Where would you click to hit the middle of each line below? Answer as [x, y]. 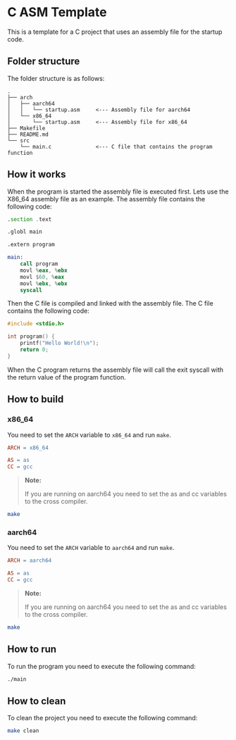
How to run [32, 650]
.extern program [31, 245]
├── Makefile [26, 128]
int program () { [31, 337]
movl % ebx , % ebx [44, 283]
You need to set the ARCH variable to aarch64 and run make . [91, 548]
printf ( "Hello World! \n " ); [60, 343]
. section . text [30, 219]
